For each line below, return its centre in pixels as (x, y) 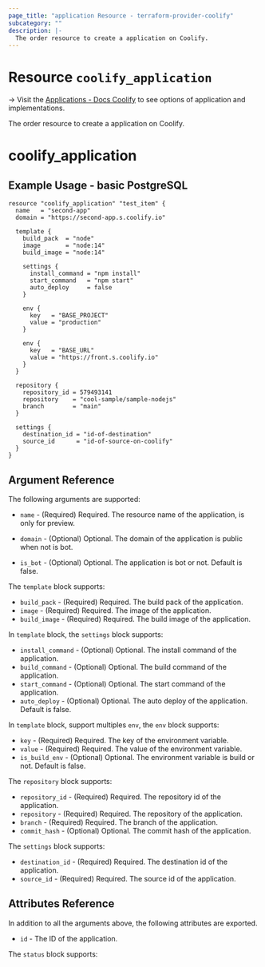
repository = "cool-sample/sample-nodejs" (100, 400)
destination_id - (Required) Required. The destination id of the (124, 862)
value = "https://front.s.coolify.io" (94, 358)
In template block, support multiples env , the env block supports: (114, 725)
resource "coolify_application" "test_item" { (87, 204)
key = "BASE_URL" (61, 351)
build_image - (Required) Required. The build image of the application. (135, 619)
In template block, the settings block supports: (86, 635)
